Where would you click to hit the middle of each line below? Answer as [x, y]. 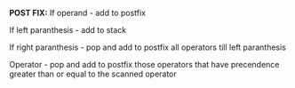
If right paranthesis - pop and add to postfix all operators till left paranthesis [148, 47]
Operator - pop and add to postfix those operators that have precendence [144, 64]
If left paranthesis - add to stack [68, 30]
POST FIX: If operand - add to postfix [78, 13]
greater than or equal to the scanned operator [93, 74]
